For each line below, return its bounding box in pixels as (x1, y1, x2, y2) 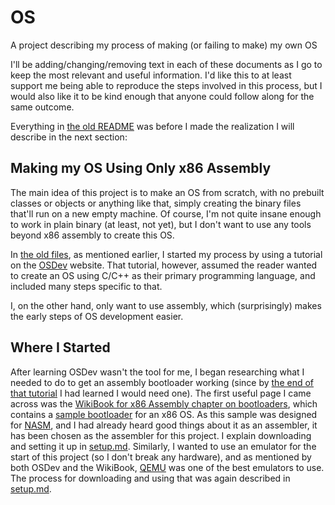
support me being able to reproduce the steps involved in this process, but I (10, 79, 323, 91)
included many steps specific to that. (10, 280, 163, 292)
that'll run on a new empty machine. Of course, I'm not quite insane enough (10, 207, 322, 220)
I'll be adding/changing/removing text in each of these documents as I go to (10, 58, 323, 70)
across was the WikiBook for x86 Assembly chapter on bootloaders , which (10, 397, 318, 410)
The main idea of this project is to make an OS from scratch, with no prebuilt (10, 186, 325, 198)
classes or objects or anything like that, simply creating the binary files (10, 197, 302, 209)
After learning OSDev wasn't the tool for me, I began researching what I (10, 366, 305, 378)
